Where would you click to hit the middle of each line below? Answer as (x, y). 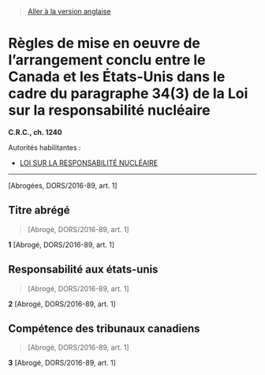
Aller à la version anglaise (69, 11)
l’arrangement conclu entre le (107, 60)
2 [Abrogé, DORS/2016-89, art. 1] (62, 304)
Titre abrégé (39, 210)
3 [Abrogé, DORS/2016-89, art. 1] (62, 363)
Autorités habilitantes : (45, 147)
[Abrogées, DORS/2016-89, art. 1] (63, 186)
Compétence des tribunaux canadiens (104, 328)
